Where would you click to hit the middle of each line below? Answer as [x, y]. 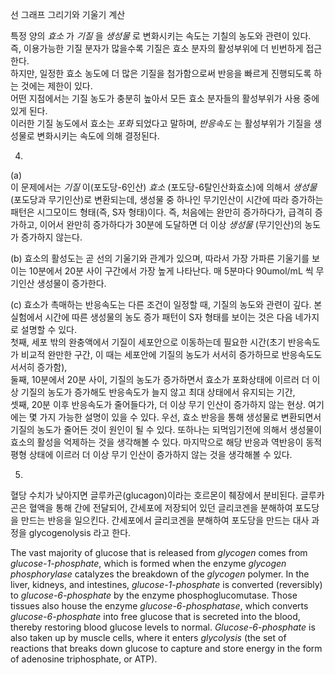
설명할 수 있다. [49, 329]
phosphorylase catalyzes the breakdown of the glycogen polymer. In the [160, 574]
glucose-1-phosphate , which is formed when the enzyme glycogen [148, 563]
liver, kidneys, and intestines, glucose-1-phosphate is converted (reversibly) [166, 584]
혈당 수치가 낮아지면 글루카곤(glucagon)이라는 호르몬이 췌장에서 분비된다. [154, 495]
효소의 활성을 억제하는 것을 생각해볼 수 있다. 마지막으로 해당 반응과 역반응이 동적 [166, 442]
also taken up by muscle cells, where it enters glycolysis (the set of [148, 637]
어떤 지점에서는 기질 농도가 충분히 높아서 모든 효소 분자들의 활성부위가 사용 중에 [165, 98]
